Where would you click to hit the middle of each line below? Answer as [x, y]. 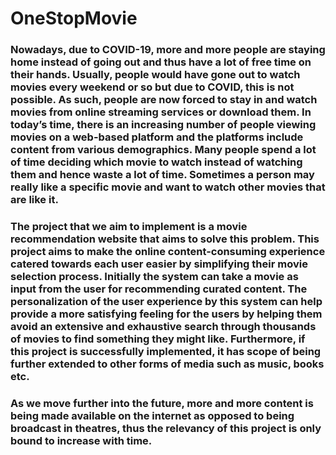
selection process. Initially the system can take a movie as [154, 277]
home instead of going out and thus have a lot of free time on [161, 62]
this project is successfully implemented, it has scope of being [166, 352]
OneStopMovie [74, 18]
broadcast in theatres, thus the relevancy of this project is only [166, 428]
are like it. [34, 200]
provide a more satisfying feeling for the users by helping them [166, 314]
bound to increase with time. [81, 440]
